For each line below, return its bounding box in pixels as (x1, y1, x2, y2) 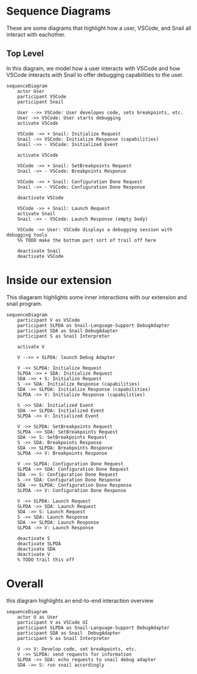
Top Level (6, 49, 44, 59)
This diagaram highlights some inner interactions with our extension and (6, 293, 187, 301)
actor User (17, 88, 45, 94)
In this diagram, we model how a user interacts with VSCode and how (6, 64, 181, 72)
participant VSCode (17, 93, 67, 100)
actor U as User (17, 614, 59, 620)
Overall (6, 577, 44, 591)
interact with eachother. (6, 30, 66, 38)
